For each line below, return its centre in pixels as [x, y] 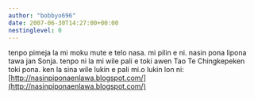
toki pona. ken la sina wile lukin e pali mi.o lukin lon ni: [96, 70]
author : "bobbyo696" [42, 15]
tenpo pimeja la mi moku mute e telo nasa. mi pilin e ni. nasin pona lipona [127, 53]
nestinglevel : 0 [35, 30]
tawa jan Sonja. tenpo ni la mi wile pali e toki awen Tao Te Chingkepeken [127, 61]
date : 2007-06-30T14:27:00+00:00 [63, 23]
